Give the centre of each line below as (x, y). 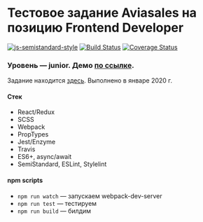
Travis (26, 149)
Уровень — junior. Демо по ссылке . (71, 65)
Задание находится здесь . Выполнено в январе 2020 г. (90, 81)
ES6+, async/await (44, 157)
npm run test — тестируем (57, 203)
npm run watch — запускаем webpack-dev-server (90, 196)
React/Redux (36, 112)
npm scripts (25, 181)
